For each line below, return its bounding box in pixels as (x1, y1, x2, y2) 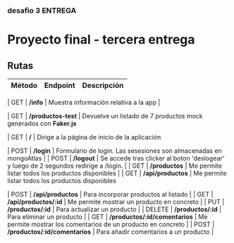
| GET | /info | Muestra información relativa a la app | (7, 98, 161, 106)
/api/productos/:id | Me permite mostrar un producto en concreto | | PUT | (7, 197, 225, 206)
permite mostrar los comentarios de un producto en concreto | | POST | (7, 220, 215, 228)
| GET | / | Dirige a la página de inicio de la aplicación (7, 132, 161, 141)
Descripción (82, 80, 124, 90)
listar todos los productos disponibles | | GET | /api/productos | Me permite (7, 168, 227, 177)
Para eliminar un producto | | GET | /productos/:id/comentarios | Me (7, 212, 208, 220)
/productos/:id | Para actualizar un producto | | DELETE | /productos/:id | (7, 205, 222, 213)
